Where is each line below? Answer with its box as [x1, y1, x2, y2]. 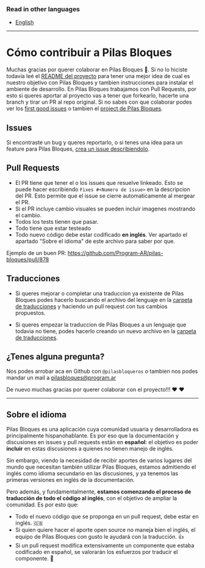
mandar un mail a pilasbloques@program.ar [6, 374, 117, 381]
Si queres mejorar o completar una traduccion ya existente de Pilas [15, 289, 184, 297]
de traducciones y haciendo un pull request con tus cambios [15, 303, 168, 310]
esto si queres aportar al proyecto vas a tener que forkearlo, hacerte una [6, 92, 189, 99]
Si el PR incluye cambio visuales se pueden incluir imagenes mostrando [15, 205, 196, 212]
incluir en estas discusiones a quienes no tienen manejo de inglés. [6, 445, 174, 453]
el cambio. [15, 211, 41, 218]
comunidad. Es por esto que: [6, 501, 79, 508]
